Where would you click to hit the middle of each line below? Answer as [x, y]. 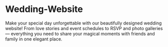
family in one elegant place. [34, 39]
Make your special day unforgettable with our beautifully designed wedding [83, 23]
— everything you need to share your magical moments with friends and [80, 33]
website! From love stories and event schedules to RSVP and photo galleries [84, 28]
